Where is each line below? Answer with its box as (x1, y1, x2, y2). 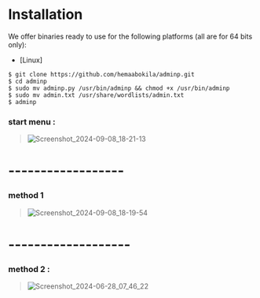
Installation (8, 6, 83, 24)
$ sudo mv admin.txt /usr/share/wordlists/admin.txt (8, 91, 185, 99)
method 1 (8, 190, 45, 201)
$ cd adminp (8, 77, 47, 85)
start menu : (8, 116, 56, 127)
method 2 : (8, 263, 50, 274)
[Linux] (19, 55, 43, 65)
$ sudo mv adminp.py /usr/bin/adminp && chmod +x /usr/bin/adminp (8, 84, 230, 92)
